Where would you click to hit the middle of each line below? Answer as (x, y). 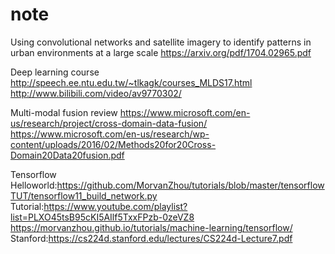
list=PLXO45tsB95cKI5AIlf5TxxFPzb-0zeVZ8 (102, 217)
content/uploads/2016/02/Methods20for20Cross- (113, 144)
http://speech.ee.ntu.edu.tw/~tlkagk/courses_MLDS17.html (131, 82)
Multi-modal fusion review (64, 112)
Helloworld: (34, 185)
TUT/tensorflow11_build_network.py (84, 195)
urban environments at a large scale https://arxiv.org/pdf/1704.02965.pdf (161, 52)
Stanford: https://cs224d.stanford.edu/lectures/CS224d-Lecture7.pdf (151, 238)
